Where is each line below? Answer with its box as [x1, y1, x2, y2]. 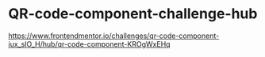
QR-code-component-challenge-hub [8, 5, 258, 23]
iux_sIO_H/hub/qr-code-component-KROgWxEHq [8, 39, 171, 48]
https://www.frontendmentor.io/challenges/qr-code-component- [8, 31, 220, 40]
